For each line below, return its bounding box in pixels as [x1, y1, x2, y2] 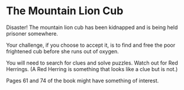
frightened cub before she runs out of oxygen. [6, 47, 120, 54]
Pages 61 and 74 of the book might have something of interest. [6, 77, 159, 84]
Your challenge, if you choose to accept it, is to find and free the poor [6, 41, 176, 49]
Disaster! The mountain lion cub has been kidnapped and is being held [6, 24, 178, 31]
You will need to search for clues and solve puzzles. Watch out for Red [6, 59, 179, 66]
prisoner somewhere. [6, 30, 58, 37]
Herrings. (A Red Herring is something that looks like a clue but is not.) [6, 65, 178, 72]
